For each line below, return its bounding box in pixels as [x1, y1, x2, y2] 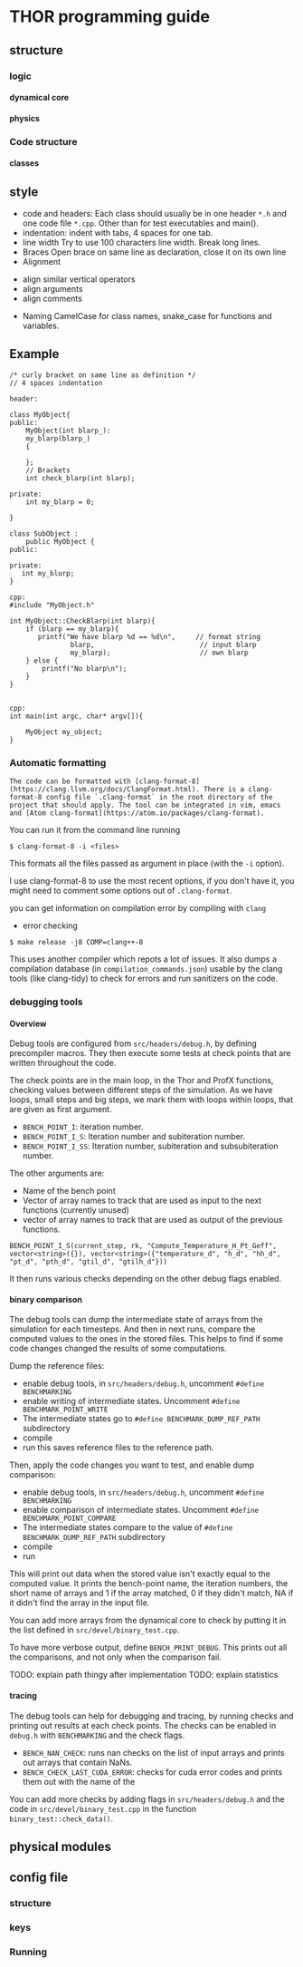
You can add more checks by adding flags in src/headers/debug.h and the [9, 1793, 285, 1805]
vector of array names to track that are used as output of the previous [22, 1215, 283, 1226]
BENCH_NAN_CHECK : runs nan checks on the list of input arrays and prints [22, 1747, 285, 1758]
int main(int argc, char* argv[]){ [9, 712, 144, 721]
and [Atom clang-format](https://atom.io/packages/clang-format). [9, 809, 265, 818]
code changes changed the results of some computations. [9, 1343, 228, 1354]
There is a [203, 785, 245, 794]
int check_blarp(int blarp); [25, 473, 136, 482]
